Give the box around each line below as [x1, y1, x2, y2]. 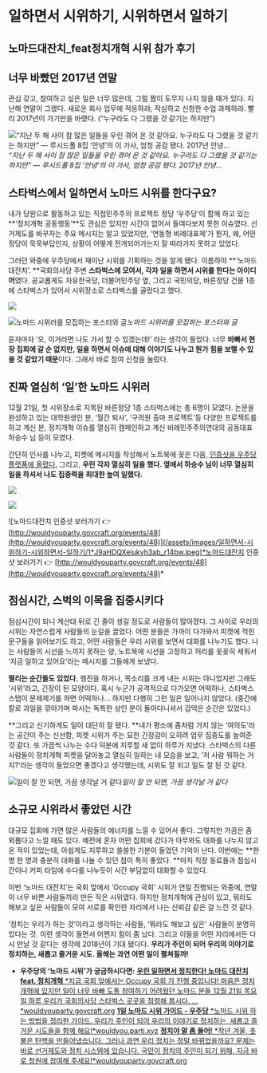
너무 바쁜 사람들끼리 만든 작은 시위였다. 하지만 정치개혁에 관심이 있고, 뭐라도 [16, 892, 253, 901]
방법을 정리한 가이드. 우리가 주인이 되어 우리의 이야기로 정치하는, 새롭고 [28, 1016, 249, 1025]
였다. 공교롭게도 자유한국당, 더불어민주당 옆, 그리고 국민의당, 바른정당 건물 [14, 276, 245, 286]
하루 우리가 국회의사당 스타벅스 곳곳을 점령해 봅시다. [28, 996, 190, 1005]
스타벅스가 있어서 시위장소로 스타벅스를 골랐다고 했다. [16, 286, 183, 295]
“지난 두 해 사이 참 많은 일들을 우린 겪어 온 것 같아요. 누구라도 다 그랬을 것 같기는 [8, 151, 257, 160]
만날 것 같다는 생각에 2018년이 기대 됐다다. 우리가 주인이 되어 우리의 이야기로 [16, 939, 254, 949]
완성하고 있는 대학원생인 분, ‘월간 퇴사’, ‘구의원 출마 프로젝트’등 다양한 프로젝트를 [8, 412, 257, 423]
